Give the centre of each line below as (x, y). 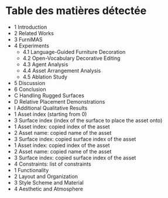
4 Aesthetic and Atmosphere (48, 189)
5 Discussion (30, 83)
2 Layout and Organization (46, 176)
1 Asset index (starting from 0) (50, 114)
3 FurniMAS (28, 39)
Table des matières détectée (76, 11)
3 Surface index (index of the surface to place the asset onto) (88, 120)
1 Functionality (31, 170)
